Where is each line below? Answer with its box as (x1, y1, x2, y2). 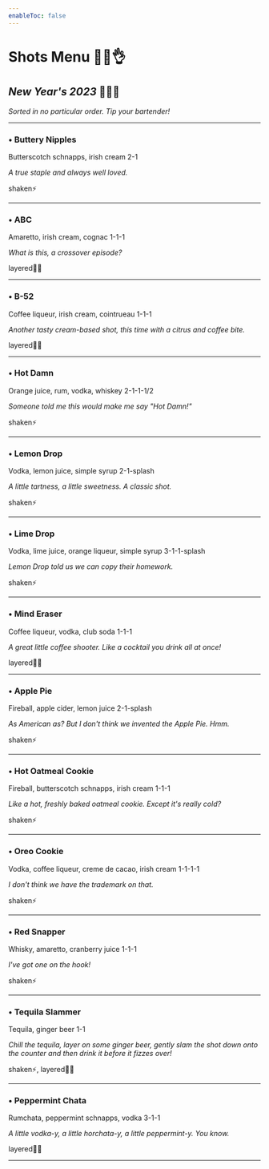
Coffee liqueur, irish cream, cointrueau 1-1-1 (8, 309, 152, 319)
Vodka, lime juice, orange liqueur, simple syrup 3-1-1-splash (8, 546, 206, 556)
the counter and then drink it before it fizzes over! (8, 1049, 172, 1058)
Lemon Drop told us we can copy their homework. (8, 562, 174, 571)
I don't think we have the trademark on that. (8, 879, 154, 889)
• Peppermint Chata (8, 1095, 86, 1107)
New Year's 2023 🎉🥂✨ (8, 85, 120, 99)
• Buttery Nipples (8, 134, 77, 145)
